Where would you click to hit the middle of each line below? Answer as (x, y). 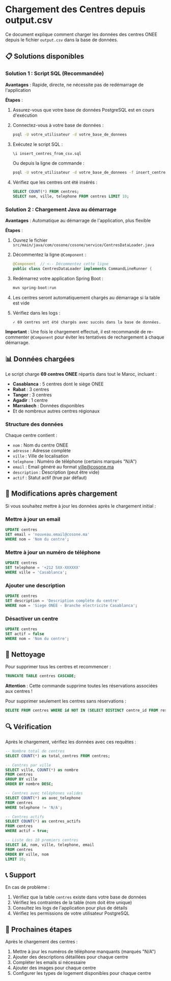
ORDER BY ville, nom (27, 854)
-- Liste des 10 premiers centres (42, 840)
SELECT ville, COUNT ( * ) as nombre (42, 770)
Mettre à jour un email (33, 519)
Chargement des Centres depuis (76, 9)
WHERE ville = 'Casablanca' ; (36, 572)
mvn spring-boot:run (34, 288)
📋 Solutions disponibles (45, 56)
